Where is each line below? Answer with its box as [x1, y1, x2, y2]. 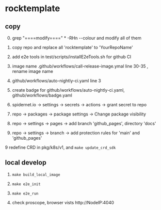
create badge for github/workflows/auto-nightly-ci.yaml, [12, 87, 125, 93]
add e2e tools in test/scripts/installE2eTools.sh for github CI [12, 54, 131, 60]
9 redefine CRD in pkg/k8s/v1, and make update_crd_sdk [5, 145, 116, 150]
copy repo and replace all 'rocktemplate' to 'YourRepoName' [12, 45, 133, 50]
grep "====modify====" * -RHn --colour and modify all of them [12, 35, 142, 41]
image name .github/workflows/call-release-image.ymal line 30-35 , [12, 64, 149, 69]
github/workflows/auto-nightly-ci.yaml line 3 [12, 78, 101, 83]
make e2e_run [12, 191, 39, 196]
